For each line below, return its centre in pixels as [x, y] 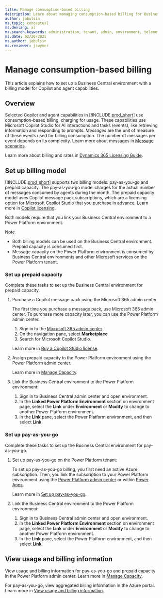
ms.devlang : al [20, 28]
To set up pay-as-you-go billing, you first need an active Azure [75, 469]
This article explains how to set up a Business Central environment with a [78, 83]
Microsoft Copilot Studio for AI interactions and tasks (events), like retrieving [81, 125]
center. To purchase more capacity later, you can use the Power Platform [85, 314]
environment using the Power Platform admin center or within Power [80, 479]
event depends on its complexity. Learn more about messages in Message [79, 141]
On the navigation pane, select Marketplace [63, 334]
